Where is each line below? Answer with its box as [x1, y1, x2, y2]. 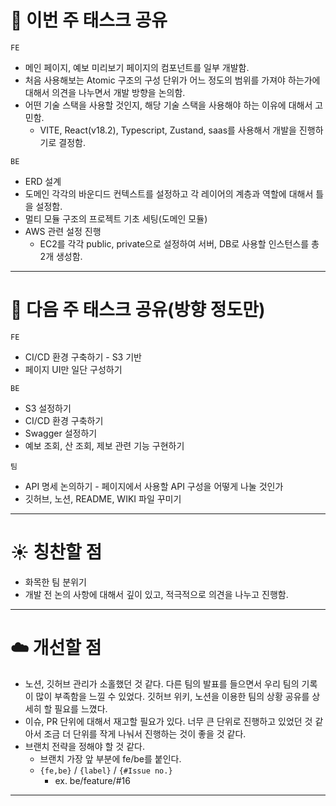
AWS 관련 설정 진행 [24, 225, 102, 237]
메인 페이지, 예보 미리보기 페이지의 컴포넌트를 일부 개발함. [24, 61, 250, 73]
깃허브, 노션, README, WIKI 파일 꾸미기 [24, 492, 182, 505]
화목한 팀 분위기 [24, 576, 87, 588]
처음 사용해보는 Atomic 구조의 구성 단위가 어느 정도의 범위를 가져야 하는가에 [24, 74, 321, 86]
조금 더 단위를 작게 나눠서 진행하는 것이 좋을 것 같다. [43, 727, 247, 740]
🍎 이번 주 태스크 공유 [10, 9, 168, 32]
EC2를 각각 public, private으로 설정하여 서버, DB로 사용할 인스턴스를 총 [39, 237, 320, 250]
